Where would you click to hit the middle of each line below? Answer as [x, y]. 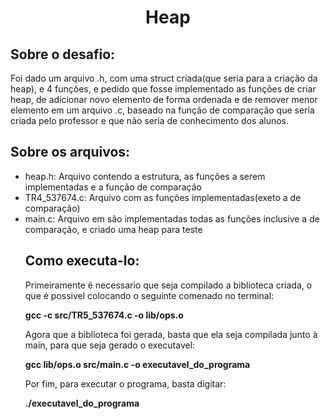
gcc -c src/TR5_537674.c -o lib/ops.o [104, 315]
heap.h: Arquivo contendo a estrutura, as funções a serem [145, 176]
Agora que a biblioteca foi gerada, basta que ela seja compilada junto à [171, 334]
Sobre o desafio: [63, 54]
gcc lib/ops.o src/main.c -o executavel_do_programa [137, 364]
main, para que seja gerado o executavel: [110, 345]
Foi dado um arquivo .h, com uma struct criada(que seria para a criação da [164, 78]
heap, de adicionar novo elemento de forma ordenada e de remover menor [164, 99]
